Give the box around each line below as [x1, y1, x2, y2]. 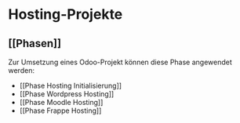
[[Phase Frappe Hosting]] [19, 106, 102, 115]
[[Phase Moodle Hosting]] [19, 98, 104, 107]
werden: [8, 66, 35, 75]
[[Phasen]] [8, 37, 61, 50]
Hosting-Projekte [8, 5, 123, 24]
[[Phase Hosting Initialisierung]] [19, 81, 122, 90]
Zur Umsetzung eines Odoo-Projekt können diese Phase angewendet [8, 57, 233, 67]
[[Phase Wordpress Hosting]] [19, 89, 115, 99]
